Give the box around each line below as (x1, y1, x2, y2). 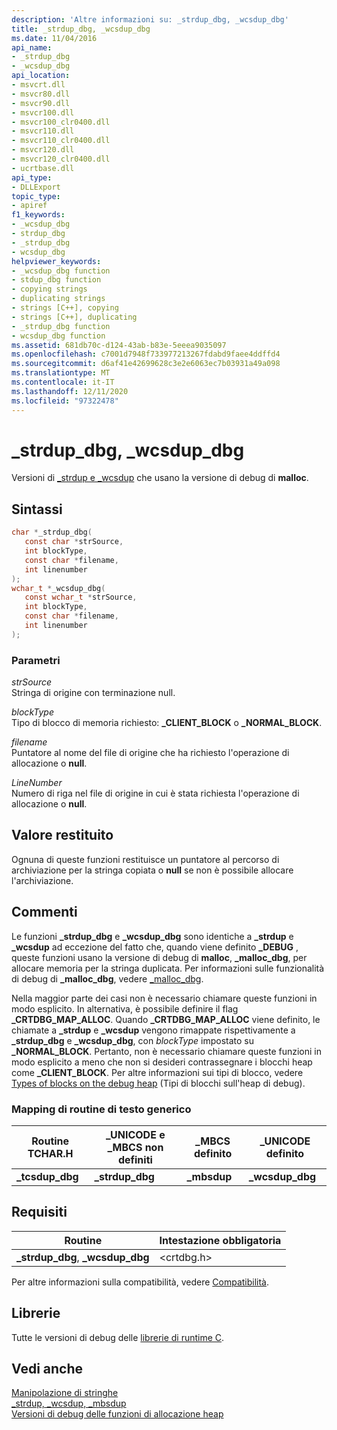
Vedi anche (11, 1360, 84, 1377)
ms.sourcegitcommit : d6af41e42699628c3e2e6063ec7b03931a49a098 (11, 359, 281, 369)
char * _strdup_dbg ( (11, 527, 93, 538)
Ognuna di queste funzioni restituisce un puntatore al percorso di (11, 853, 280, 865)
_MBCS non (107, 1140, 164, 1154)
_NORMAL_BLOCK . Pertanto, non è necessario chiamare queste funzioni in (11, 1045, 323, 1057)
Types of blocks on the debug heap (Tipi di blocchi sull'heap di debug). (11, 1077, 306, 1089)
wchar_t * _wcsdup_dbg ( (11, 583, 106, 593)
